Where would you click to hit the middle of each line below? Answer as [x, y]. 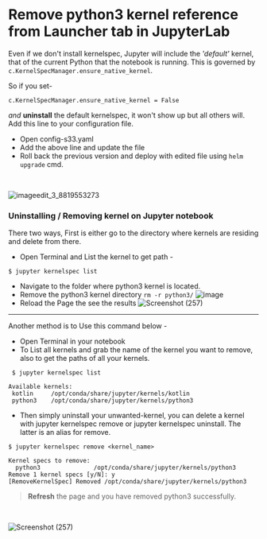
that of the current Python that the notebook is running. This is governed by [132, 62]
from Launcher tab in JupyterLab [119, 31]
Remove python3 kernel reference [123, 15]
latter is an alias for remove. [65, 432]
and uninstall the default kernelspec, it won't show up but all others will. [126, 115]
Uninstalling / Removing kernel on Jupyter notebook [111, 215]
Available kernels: [41, 387]
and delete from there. [45, 242]
